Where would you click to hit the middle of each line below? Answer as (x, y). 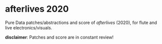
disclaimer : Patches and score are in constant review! (59, 37)
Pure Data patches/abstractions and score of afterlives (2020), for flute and (81, 22)
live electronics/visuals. (29, 27)
